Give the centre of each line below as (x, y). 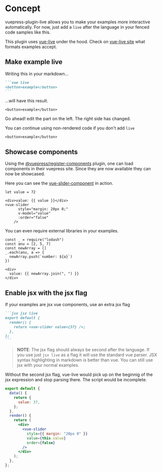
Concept (23, 8)
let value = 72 (20, 192)
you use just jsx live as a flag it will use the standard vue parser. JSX (87, 355)
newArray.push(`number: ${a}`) (41, 257)
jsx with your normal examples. (48, 365)
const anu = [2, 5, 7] (28, 244)
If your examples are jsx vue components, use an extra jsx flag (67, 304)
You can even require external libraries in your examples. (62, 231)
